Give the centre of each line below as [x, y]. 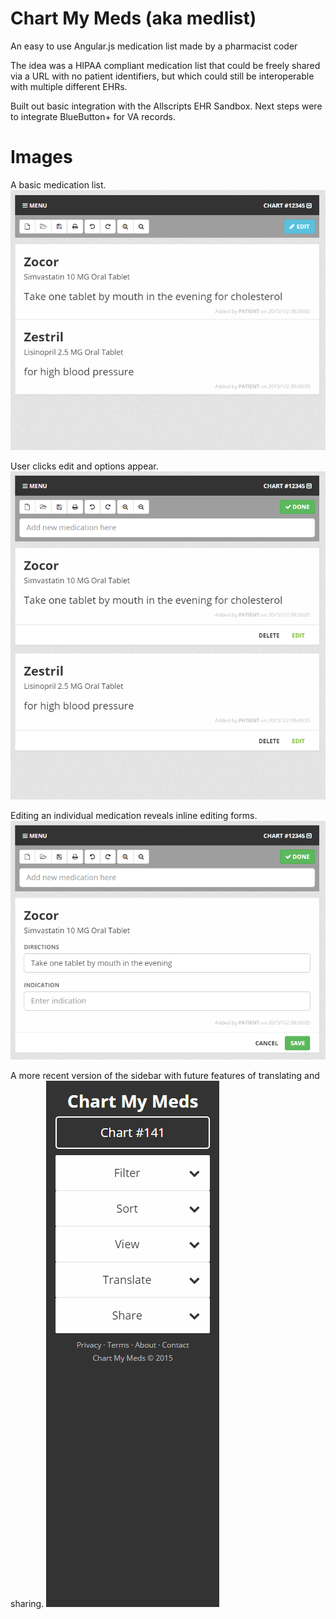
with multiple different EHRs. [69, 86]
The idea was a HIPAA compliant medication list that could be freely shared [165, 65]
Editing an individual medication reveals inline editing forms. [134, 816]
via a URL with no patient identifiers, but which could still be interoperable [162, 76]
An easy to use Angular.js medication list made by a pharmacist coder [154, 46]
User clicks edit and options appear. [84, 466]
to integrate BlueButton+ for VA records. [93, 116]
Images [41, 157]
